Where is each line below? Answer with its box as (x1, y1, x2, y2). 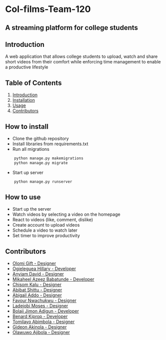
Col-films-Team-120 (5, 3, 91, 15)
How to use (5, 193, 41, 202)
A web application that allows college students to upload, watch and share (5, 53, 158, 59)
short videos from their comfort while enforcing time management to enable (5, 59, 161, 65)
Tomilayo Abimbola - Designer (12, 319, 75, 325)
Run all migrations (12, 146, 50, 152)
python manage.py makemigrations (14, 156, 84, 161)
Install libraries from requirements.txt (12, 141, 89, 147)
